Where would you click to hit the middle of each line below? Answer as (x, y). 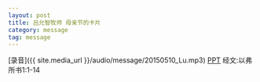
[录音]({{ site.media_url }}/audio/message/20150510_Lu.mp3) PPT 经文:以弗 (130, 60)
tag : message (29, 37)
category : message (38, 30)
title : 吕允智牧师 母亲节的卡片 (55, 23)
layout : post (29, 15)
